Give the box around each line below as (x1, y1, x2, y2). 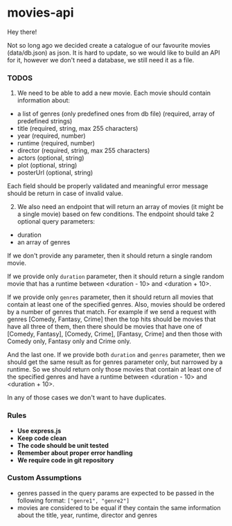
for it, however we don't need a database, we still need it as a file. (7, 55, 195, 64)
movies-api (7, 5, 74, 21)
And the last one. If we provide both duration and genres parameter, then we (7, 351, 226, 359)
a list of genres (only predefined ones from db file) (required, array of (17, 109, 215, 118)
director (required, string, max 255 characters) (17, 147, 150, 155)
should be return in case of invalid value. (7, 189, 123, 198)
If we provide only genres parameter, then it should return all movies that (7, 293, 213, 302)
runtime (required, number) (17, 139, 96, 147)
